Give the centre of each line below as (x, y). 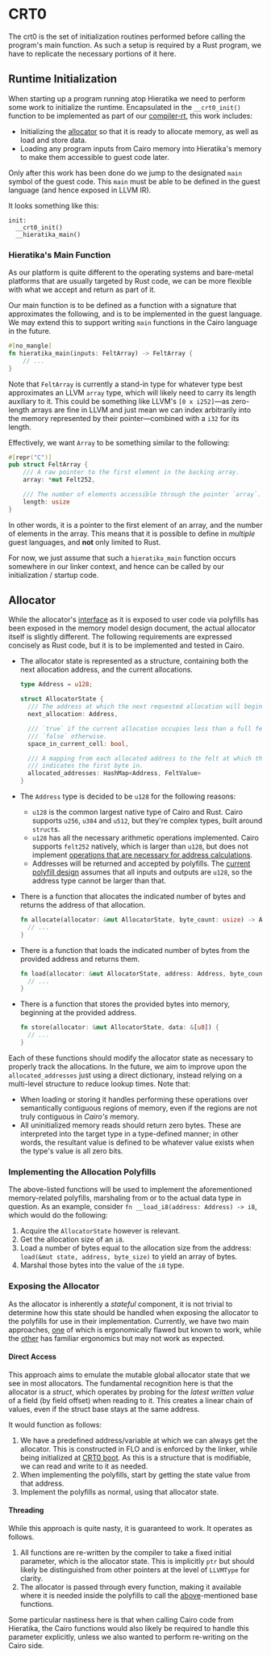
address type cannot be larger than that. (99, 881)
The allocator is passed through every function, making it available (131, 1587)
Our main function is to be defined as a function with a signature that (123, 306)
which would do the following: (58, 1215)
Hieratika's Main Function (60, 255)
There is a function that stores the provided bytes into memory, (125, 1004)
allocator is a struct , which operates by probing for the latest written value (131, 1392)
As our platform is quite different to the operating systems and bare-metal (131, 272)
